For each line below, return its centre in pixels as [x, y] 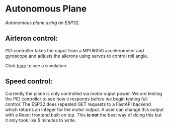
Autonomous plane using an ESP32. [43, 23]
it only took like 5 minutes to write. [41, 120]
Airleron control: [32, 38]
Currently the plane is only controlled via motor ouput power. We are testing [84, 93]
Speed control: [29, 82]
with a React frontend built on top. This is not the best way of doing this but [83, 115]
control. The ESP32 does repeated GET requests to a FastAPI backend [78, 104]
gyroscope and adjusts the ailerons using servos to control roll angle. [77, 56]
